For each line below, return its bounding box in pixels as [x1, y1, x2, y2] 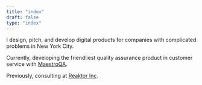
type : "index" [6, 20, 42, 26]
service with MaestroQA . [6, 60, 68, 68]
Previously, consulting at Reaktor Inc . [6, 72, 98, 80]
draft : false [6, 14, 39, 20]
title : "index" [6, 8, 45, 15]
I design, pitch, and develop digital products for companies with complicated [6, 37, 197, 44]
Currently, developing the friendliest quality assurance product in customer [6, 54, 193, 62]
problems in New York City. [6, 42, 74, 50]
